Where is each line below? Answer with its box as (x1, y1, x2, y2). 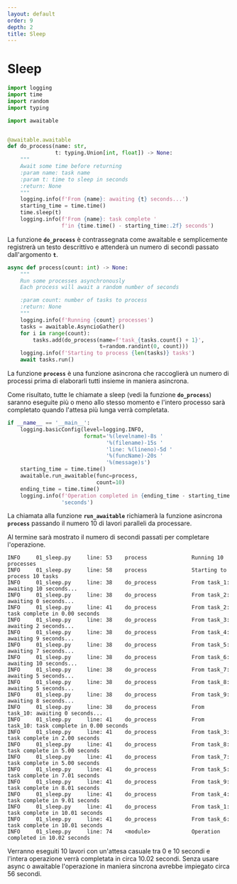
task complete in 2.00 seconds (7, 735, 100, 742)
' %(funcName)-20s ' (105, 453, 163, 460)
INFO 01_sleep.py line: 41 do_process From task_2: (7, 604, 231, 611)
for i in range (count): (20, 330, 91, 337)
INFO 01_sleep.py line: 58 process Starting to (7, 567, 227, 574)
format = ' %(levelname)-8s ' (83, 432, 163, 440)
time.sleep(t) (20, 209, 62, 216)
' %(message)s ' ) (105, 459, 151, 466)
